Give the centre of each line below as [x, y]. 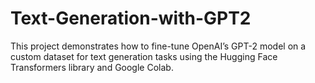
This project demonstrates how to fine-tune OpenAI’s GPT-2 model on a [158, 46]
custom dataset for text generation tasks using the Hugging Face [144, 56]
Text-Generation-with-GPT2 [131, 18]
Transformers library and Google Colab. [92, 67]
